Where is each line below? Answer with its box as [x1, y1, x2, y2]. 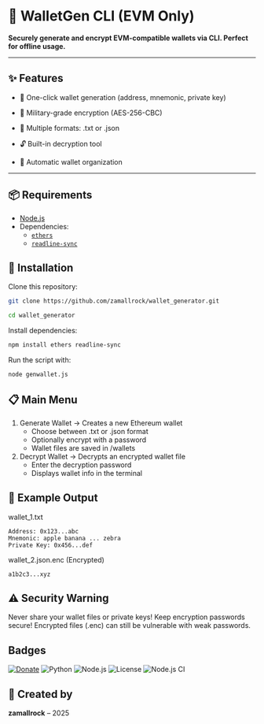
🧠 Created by [8, 687, 73, 700]
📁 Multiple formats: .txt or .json [19, 123, 120, 132]
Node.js [19, 213, 46, 223]
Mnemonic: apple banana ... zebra [8, 534, 122, 542]
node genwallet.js [8, 370, 68, 378]
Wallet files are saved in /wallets [31, 443, 136, 452]
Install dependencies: [8, 326, 78, 336]
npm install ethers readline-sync [8, 341, 122, 349]
